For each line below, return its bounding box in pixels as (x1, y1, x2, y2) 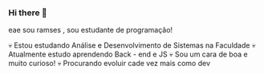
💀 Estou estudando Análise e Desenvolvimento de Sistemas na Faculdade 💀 (8, 41, 256, 50)
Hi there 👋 (8, 7, 48, 18)
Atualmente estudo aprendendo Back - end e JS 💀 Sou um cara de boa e (8, 49, 248, 59)
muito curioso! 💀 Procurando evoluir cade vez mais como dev (8, 59, 211, 68)
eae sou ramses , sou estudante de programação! (8, 25, 173, 35)
